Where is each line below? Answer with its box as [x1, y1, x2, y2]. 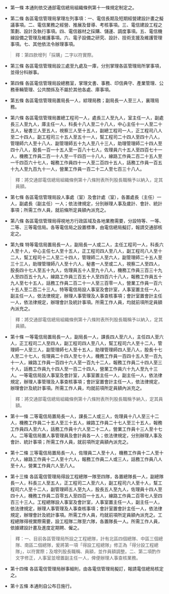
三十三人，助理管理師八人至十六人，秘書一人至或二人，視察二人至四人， [10, 261, 162, 267]
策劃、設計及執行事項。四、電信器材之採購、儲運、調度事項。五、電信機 [10, 28, 162, 34]
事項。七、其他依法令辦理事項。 [10, 41, 78, 47]
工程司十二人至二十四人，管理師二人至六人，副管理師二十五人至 [28, 254, 162, 260]
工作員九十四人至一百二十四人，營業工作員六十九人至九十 [32, 366, 154, 372]
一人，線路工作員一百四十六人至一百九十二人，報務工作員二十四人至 [14, 359, 158, 365]
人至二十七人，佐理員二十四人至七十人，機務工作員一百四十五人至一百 [10, 353, 158, 359]
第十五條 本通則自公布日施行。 [10, 583, 75, 589]
